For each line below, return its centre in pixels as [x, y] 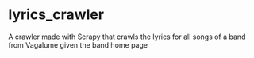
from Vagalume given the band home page [78, 44]
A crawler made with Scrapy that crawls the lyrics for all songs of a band [127, 37]
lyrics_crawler [56, 15]
